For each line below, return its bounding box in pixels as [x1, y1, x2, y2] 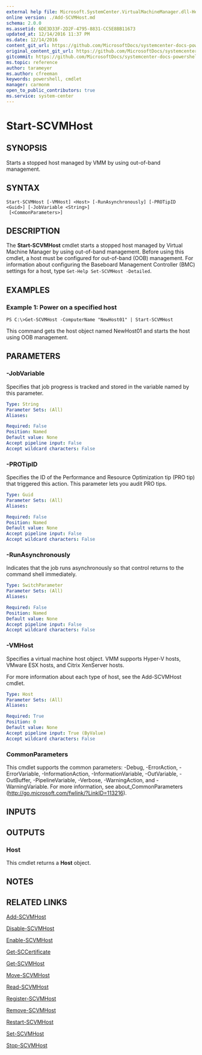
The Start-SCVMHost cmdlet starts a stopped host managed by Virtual [6, 242, 183, 249]
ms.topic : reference [6, 59, 58, 65]
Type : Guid [6, 492, 34, 498]
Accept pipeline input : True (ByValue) [6, 730, 106, 736]
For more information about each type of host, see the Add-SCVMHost [6, 673, 182, 680]
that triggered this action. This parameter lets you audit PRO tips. [6, 480, 167, 488]
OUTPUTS [6, 827, 45, 838]
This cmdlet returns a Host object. [6, 859, 91, 867]
